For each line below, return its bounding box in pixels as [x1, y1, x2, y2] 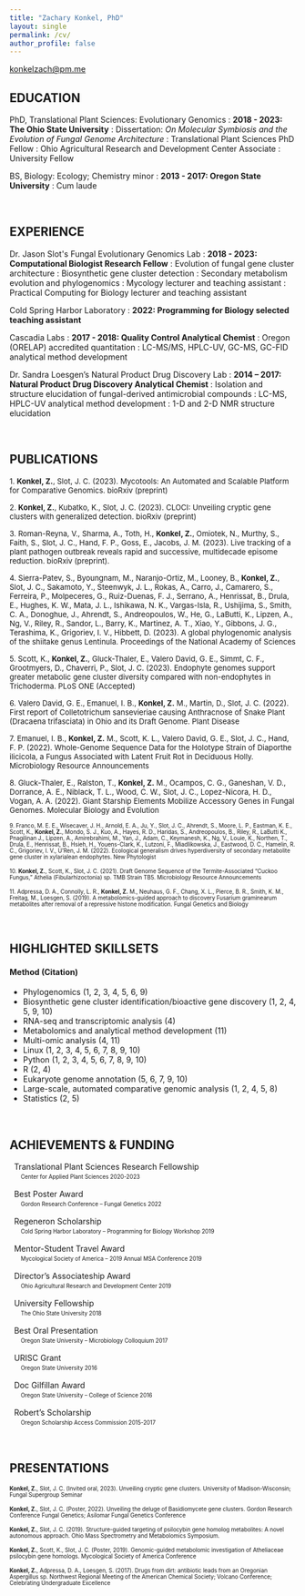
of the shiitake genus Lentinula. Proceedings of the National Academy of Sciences [9, 636, 296, 646]
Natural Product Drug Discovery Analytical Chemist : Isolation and [9, 379, 264, 390]
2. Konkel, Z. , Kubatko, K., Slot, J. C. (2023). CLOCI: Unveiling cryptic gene [9, 502, 271, 513]
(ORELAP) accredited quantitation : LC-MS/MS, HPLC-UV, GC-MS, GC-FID [9, 341, 289, 352]
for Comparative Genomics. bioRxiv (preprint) [9, 484, 168, 495]
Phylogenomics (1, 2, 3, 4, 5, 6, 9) [22, 987, 148, 998]
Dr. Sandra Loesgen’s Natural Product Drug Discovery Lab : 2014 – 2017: [9, 369, 282, 380]
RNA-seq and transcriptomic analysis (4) [22, 1016, 176, 1027]
